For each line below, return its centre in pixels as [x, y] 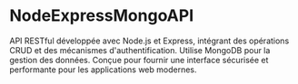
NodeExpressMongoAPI [102, 16]
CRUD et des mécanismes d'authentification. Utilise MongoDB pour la [140, 50]
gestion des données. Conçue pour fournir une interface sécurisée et [139, 60]
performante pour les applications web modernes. [103, 70]
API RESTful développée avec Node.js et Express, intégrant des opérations [149, 41]
